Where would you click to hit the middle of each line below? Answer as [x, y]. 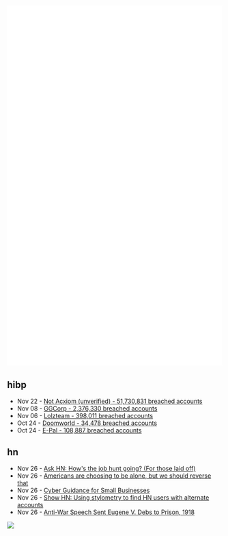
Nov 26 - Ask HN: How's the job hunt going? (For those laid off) [106, 469]
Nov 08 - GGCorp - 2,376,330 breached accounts [87, 409]
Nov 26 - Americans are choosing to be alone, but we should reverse [114, 476]
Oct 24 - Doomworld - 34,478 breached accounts [87, 423]
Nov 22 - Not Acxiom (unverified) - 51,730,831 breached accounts [110, 401]
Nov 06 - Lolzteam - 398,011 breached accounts [85, 416]
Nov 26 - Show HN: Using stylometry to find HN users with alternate [113, 498]
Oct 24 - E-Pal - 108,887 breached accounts [79, 430]
